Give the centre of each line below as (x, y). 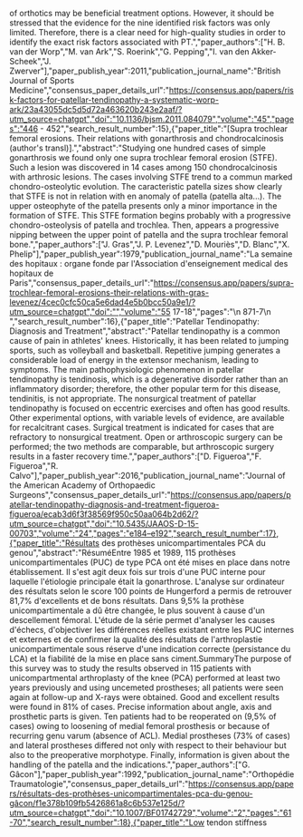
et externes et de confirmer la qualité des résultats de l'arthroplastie (136, 639)
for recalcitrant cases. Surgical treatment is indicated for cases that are (142, 427)
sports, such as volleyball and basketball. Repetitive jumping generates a (145, 350)
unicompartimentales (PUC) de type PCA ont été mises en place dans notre (150, 562)
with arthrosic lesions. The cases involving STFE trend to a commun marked (151, 177)
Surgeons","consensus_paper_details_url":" (90, 495)
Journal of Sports (42, 80)
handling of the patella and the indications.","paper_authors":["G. (130, 764)
